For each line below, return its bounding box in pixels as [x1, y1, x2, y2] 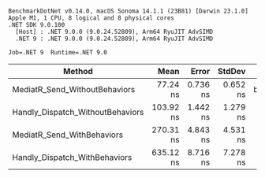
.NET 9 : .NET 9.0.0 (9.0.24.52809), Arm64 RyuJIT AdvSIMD [15, 35, 214, 43]
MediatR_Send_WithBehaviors [12, 129, 124, 140]
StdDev [217, 66, 246, 76]
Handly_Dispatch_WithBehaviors [12, 152, 132, 162]
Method [62, 66, 93, 76]
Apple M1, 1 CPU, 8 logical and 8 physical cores [8, 14, 175, 22]
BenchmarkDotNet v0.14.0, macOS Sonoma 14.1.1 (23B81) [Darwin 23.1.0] [8, 7, 248, 15]
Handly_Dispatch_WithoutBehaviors [12, 107, 144, 117]
